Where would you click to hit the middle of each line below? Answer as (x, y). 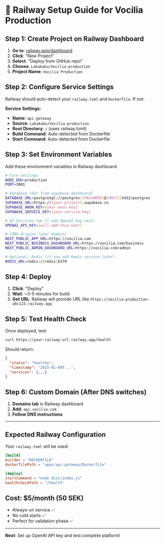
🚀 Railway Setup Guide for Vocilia (74, 10)
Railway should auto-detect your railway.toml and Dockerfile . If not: (75, 99)
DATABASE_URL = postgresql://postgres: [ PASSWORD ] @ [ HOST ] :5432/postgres (78, 198)
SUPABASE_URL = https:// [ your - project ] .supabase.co (57, 203)
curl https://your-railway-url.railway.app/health (58, 340)
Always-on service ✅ (34, 510)
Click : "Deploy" (28, 289)
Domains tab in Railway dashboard (48, 404)
